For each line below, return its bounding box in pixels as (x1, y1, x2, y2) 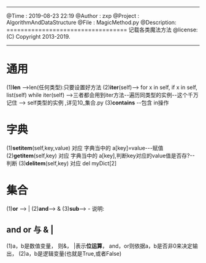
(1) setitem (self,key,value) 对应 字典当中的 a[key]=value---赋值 (6, 144, 164, 151)
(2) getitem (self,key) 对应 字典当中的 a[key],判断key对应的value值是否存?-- (6, 152, 195, 159)
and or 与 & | (6, 225, 54, 235)
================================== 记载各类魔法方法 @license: (6, 26, 198, 33)
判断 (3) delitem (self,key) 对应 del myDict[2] (6, 159, 117, 167)
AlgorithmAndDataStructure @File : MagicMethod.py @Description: (6, 19, 177, 26)
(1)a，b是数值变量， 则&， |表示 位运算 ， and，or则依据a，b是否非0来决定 (6, 242, 193, 249)
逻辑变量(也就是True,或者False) (42, 249, 122, 257)
